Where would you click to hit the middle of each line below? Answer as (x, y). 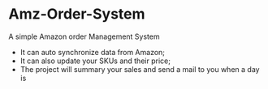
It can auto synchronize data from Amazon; (92, 52)
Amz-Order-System (77, 14)
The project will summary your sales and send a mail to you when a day (140, 69)
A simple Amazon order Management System (84, 36)
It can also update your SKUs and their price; (95, 61)
